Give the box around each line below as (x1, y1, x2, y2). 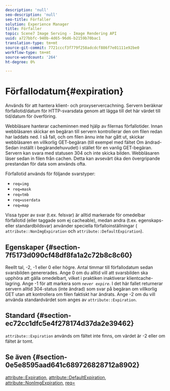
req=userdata (12, 198, 41, 203)
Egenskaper (5, 243, 45, 251)
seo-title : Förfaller (5, 17, 51, 22)
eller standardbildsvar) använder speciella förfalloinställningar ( (5, 223, 138, 229)
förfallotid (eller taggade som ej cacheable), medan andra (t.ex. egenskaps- (5, 217, 164, 223)
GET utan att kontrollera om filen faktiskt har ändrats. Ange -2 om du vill (5, 291, 156, 297)
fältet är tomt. (5, 338, 34, 344)
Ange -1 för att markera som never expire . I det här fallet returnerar (22, 280, 163, 286)
